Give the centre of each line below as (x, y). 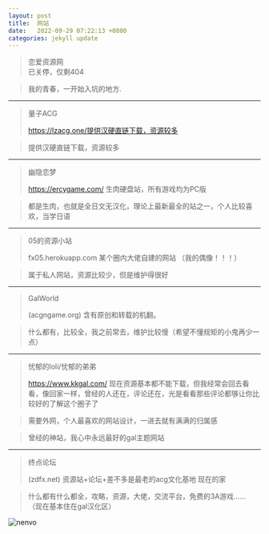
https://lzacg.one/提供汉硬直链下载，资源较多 (103, 131)
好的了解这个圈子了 (66, 404)
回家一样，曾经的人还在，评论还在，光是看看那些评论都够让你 (151, 394)
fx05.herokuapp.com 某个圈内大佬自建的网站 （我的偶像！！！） (134, 258)
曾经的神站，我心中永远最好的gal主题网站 (96, 438)
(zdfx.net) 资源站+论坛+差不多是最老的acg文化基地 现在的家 (127, 479)
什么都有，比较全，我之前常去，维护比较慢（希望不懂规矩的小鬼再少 (140, 332)
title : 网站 (29, 23)
